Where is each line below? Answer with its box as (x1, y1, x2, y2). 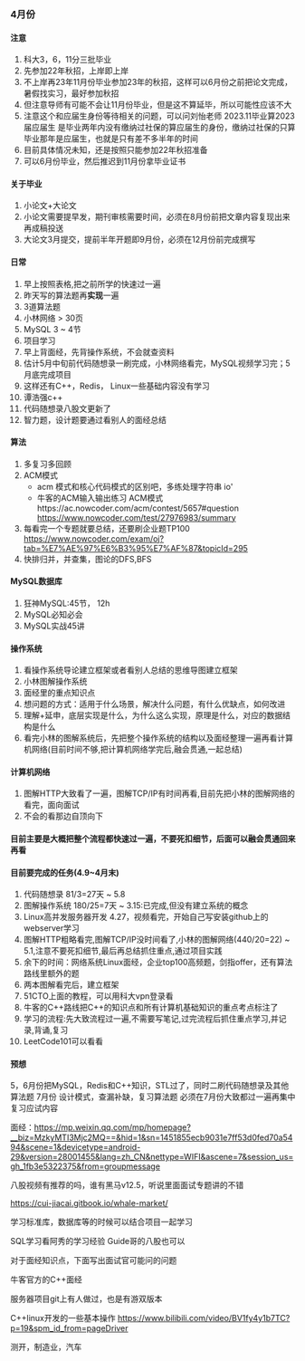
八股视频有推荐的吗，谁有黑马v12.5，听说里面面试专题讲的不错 (10, 1180, 244, 1191)
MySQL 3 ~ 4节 (23, 323, 81, 334)
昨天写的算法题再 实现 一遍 (23, 290, 119, 301)
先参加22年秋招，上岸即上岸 (23, 65, 129, 76)
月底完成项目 (23, 369, 71, 379)
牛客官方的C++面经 (10, 1274, 82, 1285)
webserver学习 (23, 923, 80, 934)
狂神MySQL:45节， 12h (23, 598, 110, 609)
